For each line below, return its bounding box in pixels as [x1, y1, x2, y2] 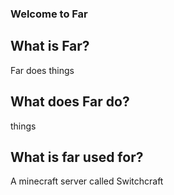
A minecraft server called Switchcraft [10, 175, 164, 187]
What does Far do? [10, 93, 130, 111]
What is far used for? [10, 148, 144, 166]
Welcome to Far [10, 7, 88, 21]
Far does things [10, 64, 75, 76]
